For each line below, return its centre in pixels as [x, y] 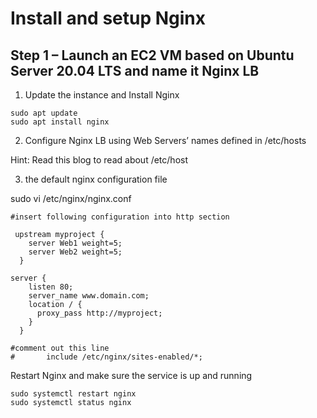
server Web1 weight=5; [75, 243]
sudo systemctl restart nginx [73, 394]
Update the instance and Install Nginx [102, 95]
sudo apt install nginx [60, 122]
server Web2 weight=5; [75, 252]
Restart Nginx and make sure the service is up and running [131, 375]
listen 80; [51, 287]
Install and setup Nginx [108, 18]
